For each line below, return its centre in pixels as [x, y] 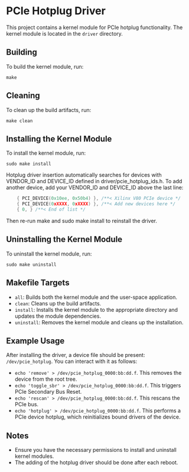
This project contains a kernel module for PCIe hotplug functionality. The [94, 27]
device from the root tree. [46, 379]
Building [22, 52]
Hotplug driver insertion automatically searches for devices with [84, 175]
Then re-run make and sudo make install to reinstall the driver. [82, 221]
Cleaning [23, 96]
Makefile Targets [38, 283]
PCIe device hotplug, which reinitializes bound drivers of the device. [98, 417]
